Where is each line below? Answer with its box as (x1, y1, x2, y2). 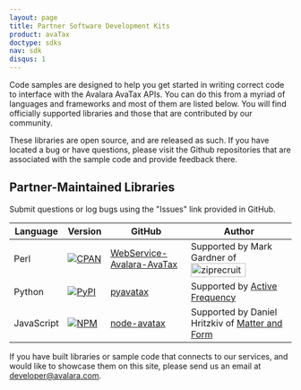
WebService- (110, 247, 168, 260)
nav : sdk (9, 47, 42, 56)
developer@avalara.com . (9, 369, 101, 381)
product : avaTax (9, 30, 70, 39)
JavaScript (13, 316, 60, 329)
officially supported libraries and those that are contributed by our (9, 108, 253, 118)
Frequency (191, 290, 236, 303)
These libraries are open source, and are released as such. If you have (9, 135, 270, 145)
